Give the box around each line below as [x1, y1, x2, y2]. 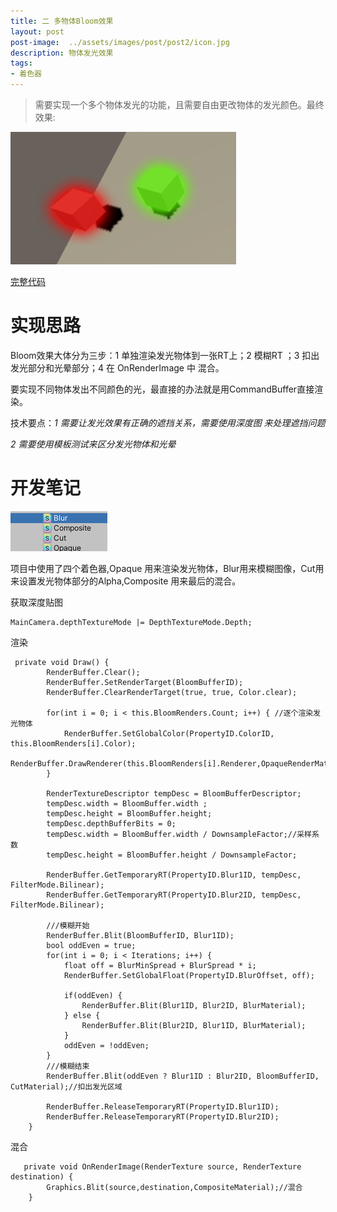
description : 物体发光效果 [10, 48, 114, 58]
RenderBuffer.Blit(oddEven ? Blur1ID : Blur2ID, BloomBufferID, [46, 1071, 320, 1081]
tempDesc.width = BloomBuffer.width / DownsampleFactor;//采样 [46, 829, 312, 839]
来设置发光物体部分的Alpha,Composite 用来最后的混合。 [10, 575, 242, 587]
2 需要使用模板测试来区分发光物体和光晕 [10, 438, 177, 450]
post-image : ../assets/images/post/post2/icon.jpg [10, 37, 230, 47]
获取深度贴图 [10, 596, 63, 608]
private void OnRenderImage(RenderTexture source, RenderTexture [23, 1161, 302, 1172]
